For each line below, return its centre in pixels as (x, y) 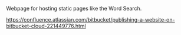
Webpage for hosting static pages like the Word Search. (74, 8)
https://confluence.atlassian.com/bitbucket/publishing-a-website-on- (90, 20)
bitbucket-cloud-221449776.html (46, 26)
